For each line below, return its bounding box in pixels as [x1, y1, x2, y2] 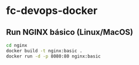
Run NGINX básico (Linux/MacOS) [6, 27, 134, 37]
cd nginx [6, 42, 28, 48]
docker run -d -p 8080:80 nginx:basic [6, 53, 101, 59]
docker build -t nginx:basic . [6, 48, 83, 53]
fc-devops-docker [6, 4, 98, 17]
